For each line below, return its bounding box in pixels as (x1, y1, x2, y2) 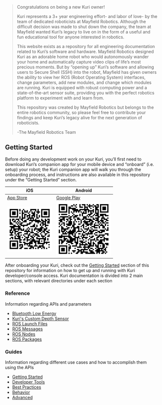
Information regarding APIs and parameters (5, 301, 92, 307)
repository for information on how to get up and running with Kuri (5, 268, 135, 274)
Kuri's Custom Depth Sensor (12, 315, 69, 322)
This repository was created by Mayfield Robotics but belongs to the (16, 104, 154, 110)
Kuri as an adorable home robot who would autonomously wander (16, 54, 149, 60)
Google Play (56, 194, 81, 200)
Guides (5, 348, 23, 355)
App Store (7, 194, 28, 200)
